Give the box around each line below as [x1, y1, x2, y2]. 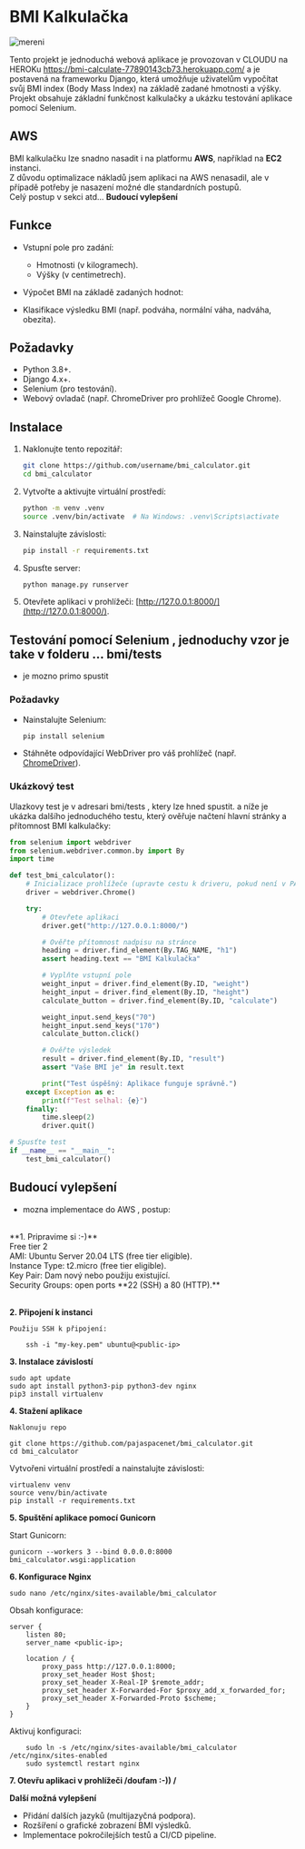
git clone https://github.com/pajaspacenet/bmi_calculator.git [9, 1439, 254, 1448]
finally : [25, 1104, 59, 1113]
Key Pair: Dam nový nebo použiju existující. [9, 1270, 171, 1280]
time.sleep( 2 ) [42, 1112, 95, 1122]
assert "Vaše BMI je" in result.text [42, 1063, 184, 1073]
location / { [25, 1654, 75, 1663]
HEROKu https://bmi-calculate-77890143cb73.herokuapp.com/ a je [9, 64, 261, 74]
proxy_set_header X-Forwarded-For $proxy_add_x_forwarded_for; [42, 1686, 286, 1695]
